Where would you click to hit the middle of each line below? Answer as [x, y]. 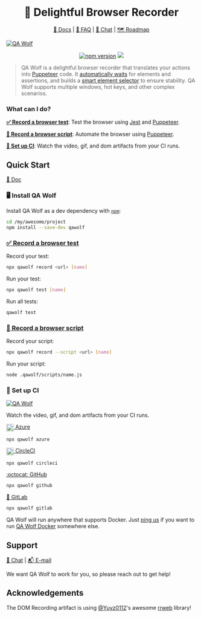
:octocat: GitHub [27, 474]
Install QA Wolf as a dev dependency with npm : [64, 211]
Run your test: [24, 279]
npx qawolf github [29, 486]
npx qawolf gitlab [29, 508]
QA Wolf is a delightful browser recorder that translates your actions [106, 67]
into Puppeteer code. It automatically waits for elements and [96, 74]
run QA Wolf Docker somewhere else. [53, 526]
